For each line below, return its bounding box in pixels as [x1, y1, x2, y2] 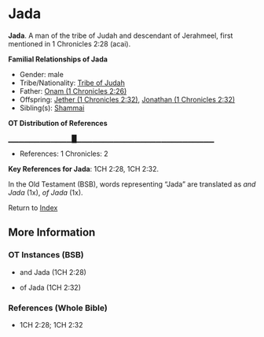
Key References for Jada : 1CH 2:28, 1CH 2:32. [8, 164, 159, 173]
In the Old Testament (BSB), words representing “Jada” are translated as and [8, 179, 256, 189]
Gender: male [19, 69, 64, 79]
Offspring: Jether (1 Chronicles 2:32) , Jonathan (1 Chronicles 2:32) [19, 94, 236, 104]
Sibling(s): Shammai [19, 103, 85, 113]
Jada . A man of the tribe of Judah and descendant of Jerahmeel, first [8, 31, 233, 40]
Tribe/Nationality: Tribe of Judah [19, 78, 126, 87]
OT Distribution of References [8, 118, 108, 128]
